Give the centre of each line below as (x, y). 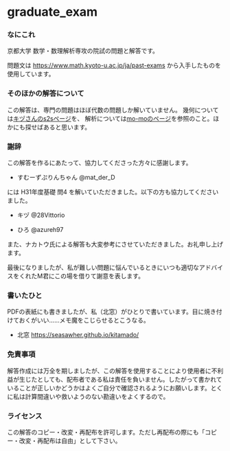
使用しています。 (31, 74)
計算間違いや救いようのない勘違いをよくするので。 (97, 396)
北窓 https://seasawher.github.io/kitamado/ (78, 335)
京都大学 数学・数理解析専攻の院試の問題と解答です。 (83, 51)
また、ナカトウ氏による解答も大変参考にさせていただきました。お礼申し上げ (115, 244)
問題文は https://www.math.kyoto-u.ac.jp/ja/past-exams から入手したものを (114, 65)
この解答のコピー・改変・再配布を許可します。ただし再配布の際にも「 (106, 432)
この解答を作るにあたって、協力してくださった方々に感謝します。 (100, 163)
